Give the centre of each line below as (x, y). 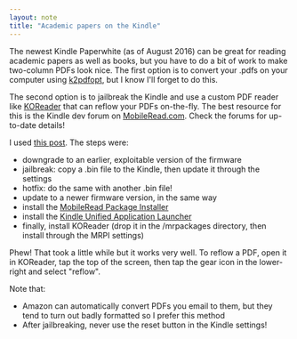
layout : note (33, 17)
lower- (271, 262)
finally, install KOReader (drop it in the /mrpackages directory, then (144, 226)
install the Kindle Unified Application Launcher (107, 216)
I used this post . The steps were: (69, 142)
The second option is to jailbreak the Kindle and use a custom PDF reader (144, 97)
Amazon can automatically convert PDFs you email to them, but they (147, 306)
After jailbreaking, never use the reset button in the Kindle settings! (144, 325)
